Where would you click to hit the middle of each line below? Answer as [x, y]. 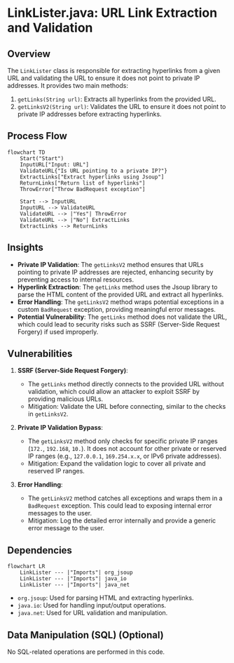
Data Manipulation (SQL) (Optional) [85, 635]
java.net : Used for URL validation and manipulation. [92, 613]
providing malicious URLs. [66, 399]
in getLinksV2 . [48, 414]
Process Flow [37, 136]
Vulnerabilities [40, 354]
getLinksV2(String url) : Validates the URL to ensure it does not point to [122, 106]
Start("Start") [42, 158]
